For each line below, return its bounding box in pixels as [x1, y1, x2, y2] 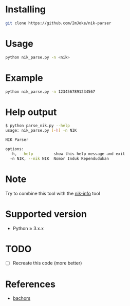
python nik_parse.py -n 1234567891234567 [5, 89, 96, 94]
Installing [5, 4, 46, 15]
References [5, 278, 55, 290]
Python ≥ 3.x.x [12, 225, 44, 231]
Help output [5, 106, 57, 118]
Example [5, 72, 43, 84]
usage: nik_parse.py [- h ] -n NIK [5, 128, 77, 133]
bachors [12, 295, 31, 301]
